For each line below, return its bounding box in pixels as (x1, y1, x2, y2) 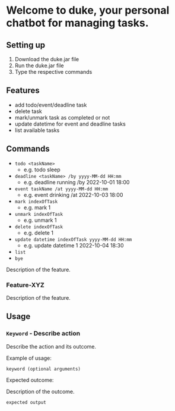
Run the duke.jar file (14, 62, 64, 69)
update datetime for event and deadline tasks (14, 120, 126, 127)
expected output (6, 399, 46, 405)
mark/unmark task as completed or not (14, 114, 110, 121)
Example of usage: (6, 354, 52, 362)
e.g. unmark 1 (23, 217, 57, 224)
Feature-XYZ (6, 281, 44, 289)
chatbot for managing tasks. (6, 16, 149, 30)
